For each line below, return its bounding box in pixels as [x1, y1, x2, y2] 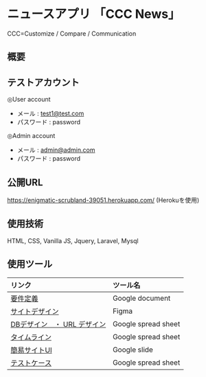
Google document [112, 293, 171, 303]
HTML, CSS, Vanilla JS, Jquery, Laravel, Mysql [7, 236, 139, 244]
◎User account [7, 95, 51, 104]
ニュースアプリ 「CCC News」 [7, 6, 181, 22]
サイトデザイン [10, 306, 60, 316]
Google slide [112, 345, 153, 354]
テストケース [10, 358, 52, 367]
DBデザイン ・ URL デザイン [10, 319, 106, 329]
